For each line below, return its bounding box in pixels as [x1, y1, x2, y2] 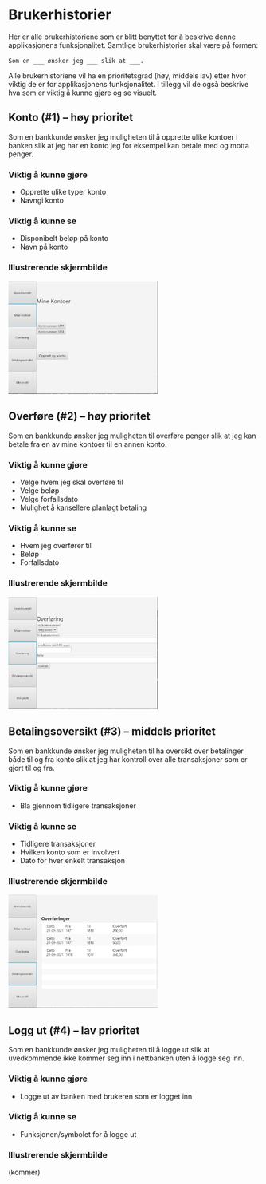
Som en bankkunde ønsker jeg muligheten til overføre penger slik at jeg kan [8, 431, 256, 440]
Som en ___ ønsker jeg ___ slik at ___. [8, 57, 145, 65]
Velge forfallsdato [19, 495, 78, 504]
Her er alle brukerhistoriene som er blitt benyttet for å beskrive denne [8, 32, 237, 41]
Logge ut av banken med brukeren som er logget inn [19, 1091, 193, 1101]
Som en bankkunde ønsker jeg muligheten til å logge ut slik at [8, 1045, 210, 1055]
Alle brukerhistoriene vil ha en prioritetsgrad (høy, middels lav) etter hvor [8, 70, 247, 81]
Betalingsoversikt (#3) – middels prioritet [8, 724, 217, 739]
